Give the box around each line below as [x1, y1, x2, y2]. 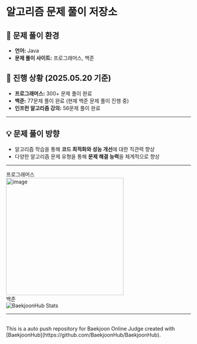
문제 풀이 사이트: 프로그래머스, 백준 [14, 55, 95, 62]
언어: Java [14, 47, 39, 54]
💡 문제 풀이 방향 [6, 129, 60, 139]
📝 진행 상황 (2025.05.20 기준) [6, 73, 111, 83]
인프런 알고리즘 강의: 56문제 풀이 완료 [14, 104, 101, 111]
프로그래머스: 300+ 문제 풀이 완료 [14, 90, 93, 97]
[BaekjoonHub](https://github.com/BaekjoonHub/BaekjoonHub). [6, 331, 161, 338]
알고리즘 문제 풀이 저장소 [6, 5, 118, 19]
